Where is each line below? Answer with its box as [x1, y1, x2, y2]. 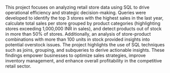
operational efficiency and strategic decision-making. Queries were [5, 10, 146, 16]
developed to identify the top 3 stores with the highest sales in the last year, [5, 15, 164, 21]
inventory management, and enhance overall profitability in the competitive [5, 58, 162, 63]
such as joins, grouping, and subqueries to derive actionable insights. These [5, 47, 165, 53]
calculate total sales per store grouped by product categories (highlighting [5, 20, 161, 26]
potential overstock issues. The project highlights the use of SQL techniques [5, 42, 165, 47]
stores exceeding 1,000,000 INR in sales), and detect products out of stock [5, 26, 162, 32]
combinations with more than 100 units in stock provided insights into [5, 36, 150, 42]
